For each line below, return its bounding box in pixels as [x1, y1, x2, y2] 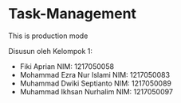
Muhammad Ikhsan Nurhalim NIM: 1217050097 [19, 86, 174, 96]
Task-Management [8, 5, 137, 23]
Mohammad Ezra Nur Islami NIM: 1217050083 [19, 70, 170, 79]
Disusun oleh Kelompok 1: [8, 46, 93, 55]
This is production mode [8, 31, 89, 40]
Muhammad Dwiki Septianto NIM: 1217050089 [19, 78, 172, 88]
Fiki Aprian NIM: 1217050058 [19, 61, 114, 71]
